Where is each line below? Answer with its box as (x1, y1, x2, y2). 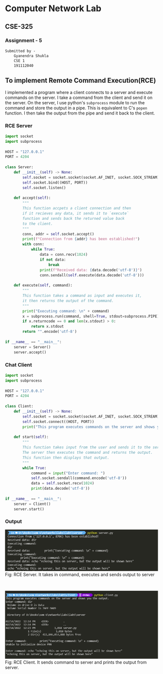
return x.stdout (31, 324, 64, 329)
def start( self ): (14, 435, 49, 440)
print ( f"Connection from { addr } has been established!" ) (22, 237, 140, 242)
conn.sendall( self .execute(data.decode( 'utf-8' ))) (39, 272, 145, 278)
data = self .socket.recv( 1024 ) (31, 481, 95, 486)
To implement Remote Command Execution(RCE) (5, 77, 156, 85)
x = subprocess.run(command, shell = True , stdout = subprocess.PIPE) (22, 314, 160, 319)
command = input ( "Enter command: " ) (31, 471, 105, 476)
